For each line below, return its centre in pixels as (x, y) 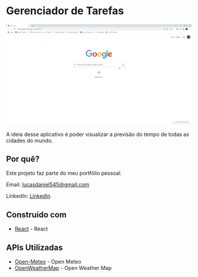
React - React (31, 229)
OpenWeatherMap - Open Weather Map (63, 268)
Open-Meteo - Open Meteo (48, 262)
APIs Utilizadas (34, 247)
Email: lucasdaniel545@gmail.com (48, 185)
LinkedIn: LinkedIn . (29, 196)
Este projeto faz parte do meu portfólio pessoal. (64, 173)
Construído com (36, 215)
